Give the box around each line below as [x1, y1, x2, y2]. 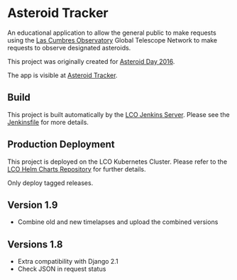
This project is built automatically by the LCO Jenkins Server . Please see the [7, 110, 230, 118]
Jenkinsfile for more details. [7, 118, 89, 126]
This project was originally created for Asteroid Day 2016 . [7, 57, 175, 65]
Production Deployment [7, 138, 115, 150]
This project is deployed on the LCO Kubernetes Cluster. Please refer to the [7, 157, 228, 166]
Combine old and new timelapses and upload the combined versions [17, 218, 219, 226]
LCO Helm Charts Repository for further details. [7, 164, 147, 173]
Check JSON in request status [17, 264, 106, 274]
